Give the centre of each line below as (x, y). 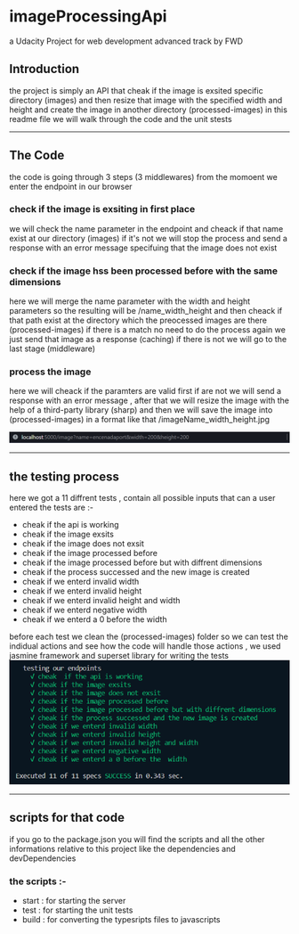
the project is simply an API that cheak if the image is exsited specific (137, 90)
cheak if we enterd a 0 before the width (94, 619)
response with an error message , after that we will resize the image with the (149, 401)
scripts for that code (67, 818)
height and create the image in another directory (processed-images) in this (148, 110)
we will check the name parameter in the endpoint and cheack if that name (146, 228)
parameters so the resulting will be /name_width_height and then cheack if (146, 311)
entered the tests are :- (51, 507)
